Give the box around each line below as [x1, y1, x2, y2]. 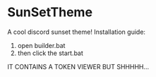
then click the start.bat [17, 49, 83, 57]
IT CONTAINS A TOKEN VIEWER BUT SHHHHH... [7, 62, 150, 71]
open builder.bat [17, 41, 66, 49]
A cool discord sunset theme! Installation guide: [7, 28, 146, 36]
